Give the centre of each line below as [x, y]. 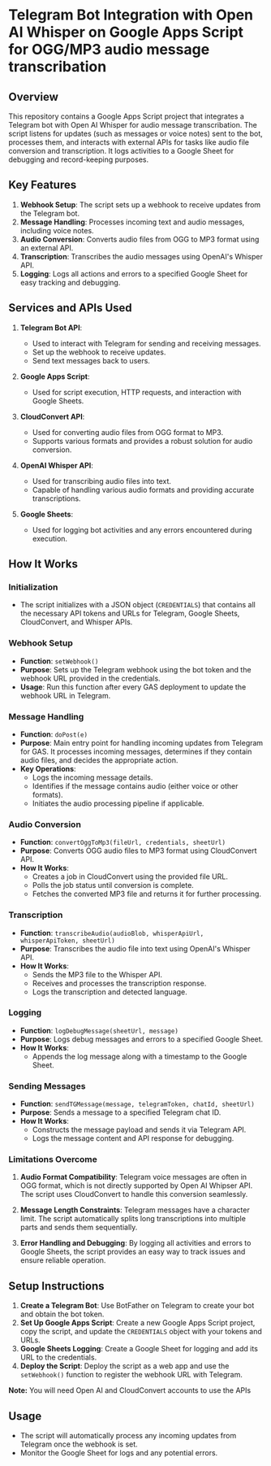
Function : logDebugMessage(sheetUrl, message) [99, 1030]
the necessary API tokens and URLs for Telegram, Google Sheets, [130, 613]
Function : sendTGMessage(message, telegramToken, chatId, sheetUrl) [138, 1104]
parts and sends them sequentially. [79, 1227]
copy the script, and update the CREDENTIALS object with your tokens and [141, 1332]
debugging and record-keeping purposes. [78, 159]
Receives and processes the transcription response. [119, 983]
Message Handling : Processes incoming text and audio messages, [132, 222]
